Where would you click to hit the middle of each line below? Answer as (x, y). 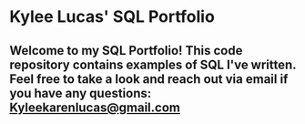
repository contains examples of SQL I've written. (153, 64)
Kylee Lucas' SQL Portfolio (112, 17)
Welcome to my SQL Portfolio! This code (126, 51)
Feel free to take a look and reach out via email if (149, 79)
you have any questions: (81, 93)
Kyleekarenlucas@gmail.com (95, 107)
